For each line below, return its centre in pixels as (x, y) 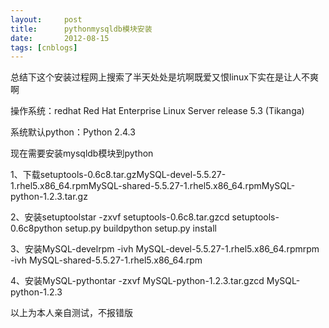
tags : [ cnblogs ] (44, 47)
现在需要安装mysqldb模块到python (82, 153)
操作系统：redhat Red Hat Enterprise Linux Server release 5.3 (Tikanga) (157, 111)
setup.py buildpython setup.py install (140, 228)
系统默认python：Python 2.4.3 (73, 132)
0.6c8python (36, 228)
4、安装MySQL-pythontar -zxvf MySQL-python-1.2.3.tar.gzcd (137, 281)
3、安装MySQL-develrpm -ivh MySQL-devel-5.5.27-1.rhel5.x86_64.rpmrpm (165, 249)
